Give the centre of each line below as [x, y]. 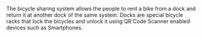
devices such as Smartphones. [45, 27]
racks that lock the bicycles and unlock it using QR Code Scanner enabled [98, 21]
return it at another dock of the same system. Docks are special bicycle [95, 15]
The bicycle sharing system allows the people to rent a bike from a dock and [101, 9]
